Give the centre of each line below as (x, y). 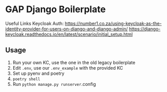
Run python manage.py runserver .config (54, 84)
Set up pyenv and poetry (38, 73)
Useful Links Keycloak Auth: (35, 23)
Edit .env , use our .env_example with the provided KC (68, 68)
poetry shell (26, 79)
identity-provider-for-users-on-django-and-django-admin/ (66, 28)
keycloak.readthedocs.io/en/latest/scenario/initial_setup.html (69, 34)
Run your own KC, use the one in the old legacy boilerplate (74, 63)
